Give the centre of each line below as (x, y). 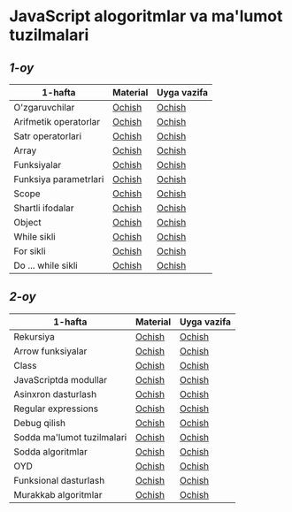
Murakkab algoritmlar (58, 494)
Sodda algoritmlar (51, 451)
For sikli (30, 251)
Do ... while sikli (46, 265)
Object (27, 222)
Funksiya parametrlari (59, 179)
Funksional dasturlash (59, 480)
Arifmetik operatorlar (57, 122)
